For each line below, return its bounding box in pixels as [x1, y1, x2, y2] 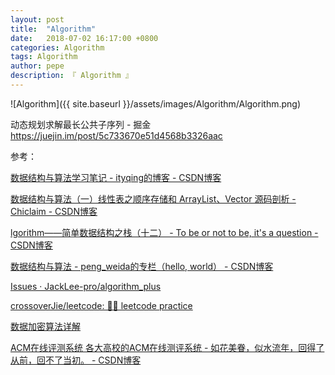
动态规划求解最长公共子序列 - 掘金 [10, 118, 152, 130]
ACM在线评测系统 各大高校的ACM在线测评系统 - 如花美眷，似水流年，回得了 [10, 341, 325, 353]
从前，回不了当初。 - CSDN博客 [10, 354, 142, 366]
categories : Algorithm [10, 42, 105, 53]
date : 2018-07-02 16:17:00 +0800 [10, 33, 159, 43]
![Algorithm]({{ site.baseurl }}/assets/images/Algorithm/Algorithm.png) [10, 97, 301, 110]
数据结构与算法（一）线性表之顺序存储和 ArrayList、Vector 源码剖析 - [10, 192, 297, 205]
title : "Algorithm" [10, 24, 97, 34]
